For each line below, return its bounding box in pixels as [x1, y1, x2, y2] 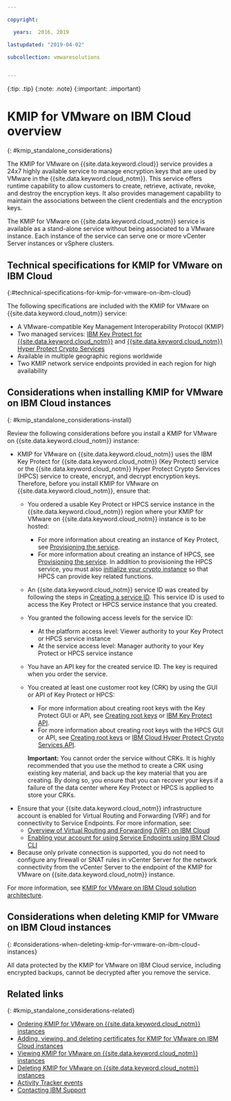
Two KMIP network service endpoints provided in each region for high [17, 359, 217, 367]
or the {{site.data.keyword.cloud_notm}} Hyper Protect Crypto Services [17, 464, 221, 473]
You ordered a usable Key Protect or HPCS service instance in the [27, 500, 215, 508]
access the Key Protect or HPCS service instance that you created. [27, 600, 218, 608]
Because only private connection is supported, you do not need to [17, 848, 205, 856]
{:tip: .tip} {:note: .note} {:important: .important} [7, 84, 141, 93]
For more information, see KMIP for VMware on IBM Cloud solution [7, 883, 197, 892]
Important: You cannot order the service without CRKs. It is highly [27, 754, 216, 762]
